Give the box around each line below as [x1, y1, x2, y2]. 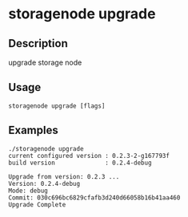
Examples [8, 124, 58, 137]
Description [8, 37, 68, 50]
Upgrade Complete [8, 200, 66, 208]
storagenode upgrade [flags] [8, 101, 106, 110]
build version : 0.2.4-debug [8, 159, 152, 167]
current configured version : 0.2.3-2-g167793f [8, 152, 170, 160]
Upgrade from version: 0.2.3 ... [8, 172, 120, 180]
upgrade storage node [8, 57, 82, 67]
